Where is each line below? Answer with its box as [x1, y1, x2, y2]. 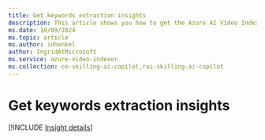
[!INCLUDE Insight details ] [8, 123, 93, 132]
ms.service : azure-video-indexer [8, 56, 118, 64]
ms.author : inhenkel [8, 41, 77, 49]
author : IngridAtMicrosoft [8, 48, 97, 56]
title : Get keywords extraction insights [8, 11, 147, 20]
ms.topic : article [8, 33, 69, 42]
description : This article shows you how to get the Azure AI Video [8, 19, 238, 27]
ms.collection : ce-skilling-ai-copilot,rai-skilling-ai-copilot [8, 63, 224, 71]
